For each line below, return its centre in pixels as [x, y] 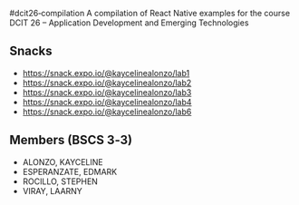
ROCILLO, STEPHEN [60, 181]
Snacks [31, 51]
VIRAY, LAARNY [53, 190]
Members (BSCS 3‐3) [71, 140]
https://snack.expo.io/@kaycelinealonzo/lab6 [107, 112]
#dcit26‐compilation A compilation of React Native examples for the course [150, 13]
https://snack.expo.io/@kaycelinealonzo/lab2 [107, 83]
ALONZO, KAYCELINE [63, 161]
